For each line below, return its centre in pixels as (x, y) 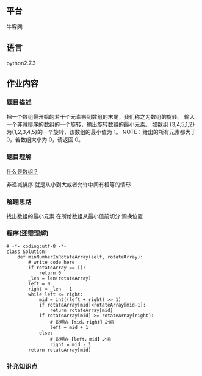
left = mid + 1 (69, 328)
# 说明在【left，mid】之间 (81, 339)
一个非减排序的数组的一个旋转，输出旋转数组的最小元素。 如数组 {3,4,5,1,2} (101, 124)
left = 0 (39, 284)
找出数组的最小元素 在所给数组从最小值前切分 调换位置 (75, 216)
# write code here (52, 263)
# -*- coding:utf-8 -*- (37, 247)
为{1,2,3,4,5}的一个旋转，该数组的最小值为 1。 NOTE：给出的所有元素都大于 (101, 132)
